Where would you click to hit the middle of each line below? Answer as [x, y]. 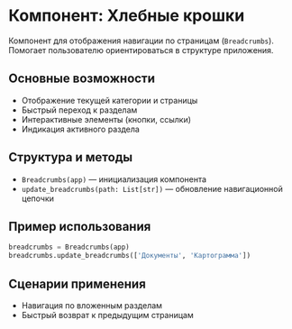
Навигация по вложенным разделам [92, 305]
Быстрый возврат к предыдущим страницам [108, 315]
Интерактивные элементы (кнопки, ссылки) [106, 119]
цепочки [38, 198]
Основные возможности [82, 79]
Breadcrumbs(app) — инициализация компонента [114, 179]
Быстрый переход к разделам [79, 110]
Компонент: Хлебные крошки [127, 16]
